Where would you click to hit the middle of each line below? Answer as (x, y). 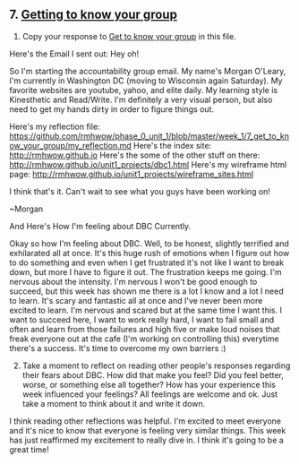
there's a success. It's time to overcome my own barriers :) (118, 348)
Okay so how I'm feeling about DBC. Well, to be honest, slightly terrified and (149, 243)
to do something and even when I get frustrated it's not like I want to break (147, 262)
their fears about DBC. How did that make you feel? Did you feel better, (153, 374)
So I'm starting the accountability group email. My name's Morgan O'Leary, (148, 71)
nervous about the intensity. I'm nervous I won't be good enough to (133, 281)
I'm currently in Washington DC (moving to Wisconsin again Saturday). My (146, 81)
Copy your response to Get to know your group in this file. (129, 36)
